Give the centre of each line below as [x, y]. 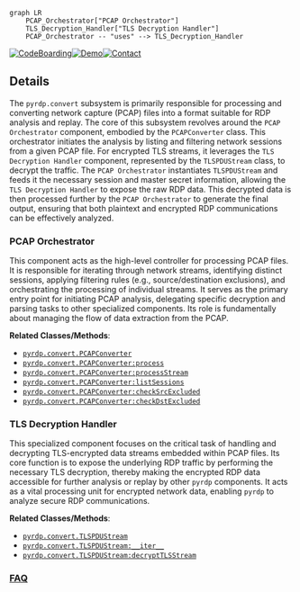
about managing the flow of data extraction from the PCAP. [119, 318]
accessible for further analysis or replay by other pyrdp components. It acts [149, 482]
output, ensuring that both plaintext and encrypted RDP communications [144, 208]
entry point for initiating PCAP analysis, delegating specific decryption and [147, 299]
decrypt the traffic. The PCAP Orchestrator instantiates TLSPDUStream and [144, 170]
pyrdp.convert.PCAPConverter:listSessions [103, 382]
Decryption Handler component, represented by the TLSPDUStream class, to [147, 160]
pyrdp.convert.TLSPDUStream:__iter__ [93, 546]
